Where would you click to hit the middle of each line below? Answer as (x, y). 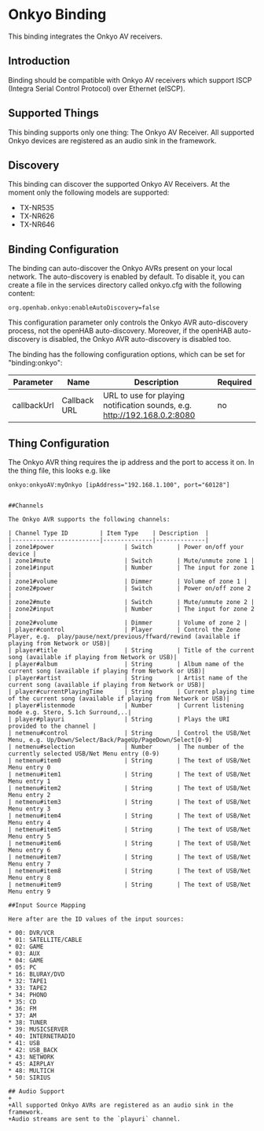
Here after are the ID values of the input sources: (96, 919)
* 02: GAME (26, 947)
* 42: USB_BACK (33, 1050)
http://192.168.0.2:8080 (149, 415)
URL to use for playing (144, 395)
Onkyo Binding (57, 15)
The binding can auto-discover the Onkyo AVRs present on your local (121, 269)
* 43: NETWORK (31, 1057)
